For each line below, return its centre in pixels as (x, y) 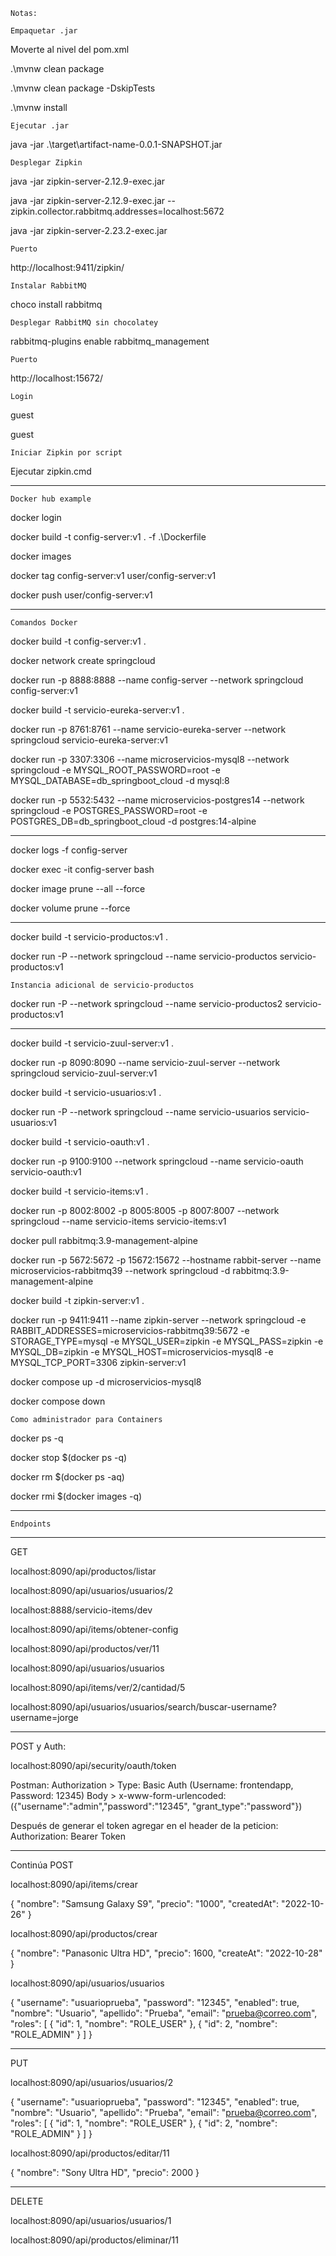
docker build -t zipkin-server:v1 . (77, 1300)
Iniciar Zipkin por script (66, 453)
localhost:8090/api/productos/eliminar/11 (94, 2240)
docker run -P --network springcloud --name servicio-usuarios (141, 1112)
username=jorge (44, 1717)
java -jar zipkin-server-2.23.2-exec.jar (89, 230)
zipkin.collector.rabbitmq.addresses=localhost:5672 (117, 211)
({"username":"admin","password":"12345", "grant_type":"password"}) (156, 1806)
